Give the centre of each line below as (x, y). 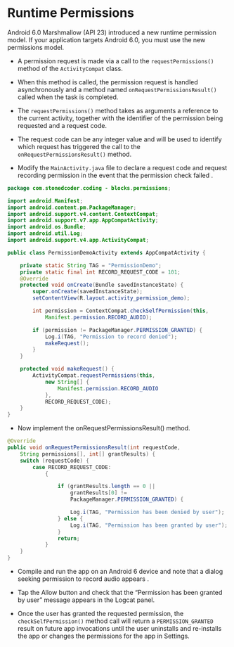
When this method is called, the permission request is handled (108, 82)
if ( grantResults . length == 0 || (106, 487)
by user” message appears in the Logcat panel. (86, 600)
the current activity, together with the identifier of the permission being (120, 118)
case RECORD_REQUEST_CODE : (72, 467)
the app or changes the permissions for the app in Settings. (103, 636)
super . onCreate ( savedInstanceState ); (87, 292)
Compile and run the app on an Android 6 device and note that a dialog (120, 572)
